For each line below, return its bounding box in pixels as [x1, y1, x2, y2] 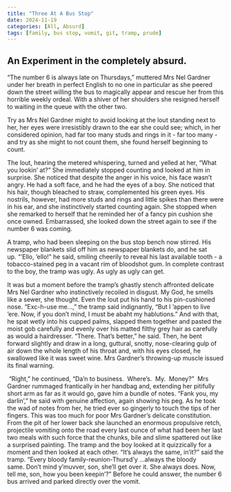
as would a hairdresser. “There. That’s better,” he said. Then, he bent [7, 332, 202, 340]
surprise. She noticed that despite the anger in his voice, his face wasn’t [7, 173, 212, 181]
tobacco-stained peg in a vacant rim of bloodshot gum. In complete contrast [7, 260, 224, 268]
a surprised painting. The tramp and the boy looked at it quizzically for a [7, 441, 212, 449]
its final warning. [7, 362, 54, 370]
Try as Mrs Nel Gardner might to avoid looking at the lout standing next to [7, 116, 216, 124]
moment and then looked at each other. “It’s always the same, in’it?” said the [7, 448, 224, 456]
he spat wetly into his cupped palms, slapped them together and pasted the [7, 317, 222, 326]
